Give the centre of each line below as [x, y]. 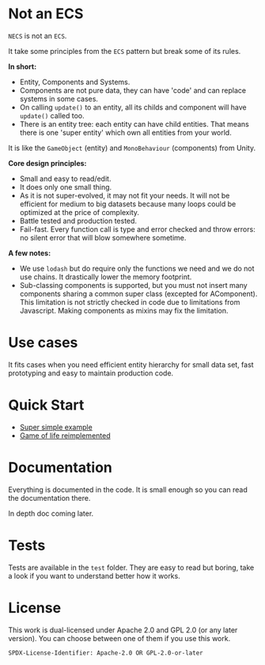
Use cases [43, 343]
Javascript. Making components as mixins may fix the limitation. [124, 310]
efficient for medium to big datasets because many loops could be [128, 204]
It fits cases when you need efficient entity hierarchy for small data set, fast [131, 364]
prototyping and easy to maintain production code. [91, 373]
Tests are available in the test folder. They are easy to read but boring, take [131, 567]
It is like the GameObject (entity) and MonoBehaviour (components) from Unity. [132, 148]
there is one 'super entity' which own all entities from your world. [125, 133]
